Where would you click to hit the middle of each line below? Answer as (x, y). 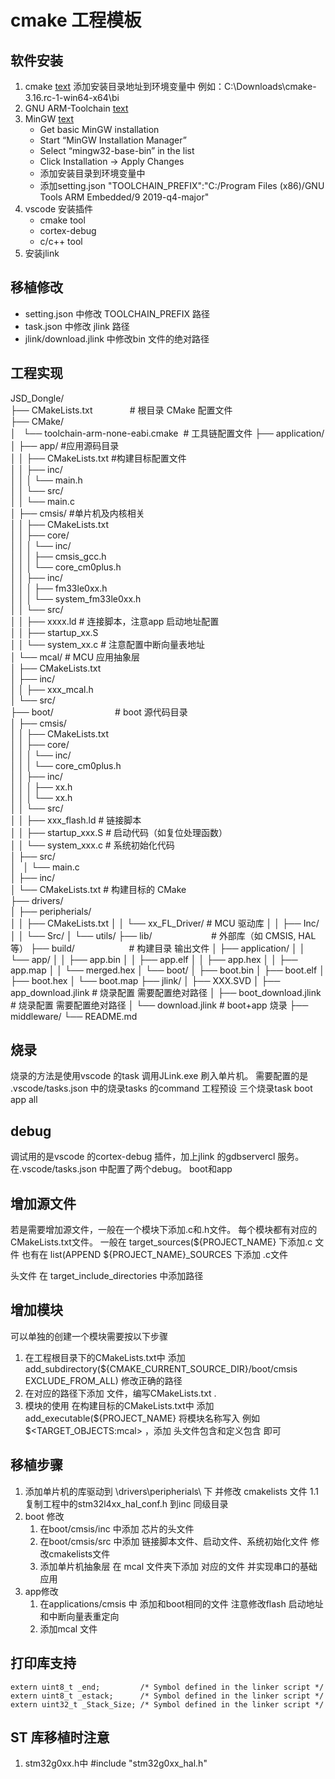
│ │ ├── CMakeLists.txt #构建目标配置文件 (98, 458)
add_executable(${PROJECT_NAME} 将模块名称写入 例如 (142, 1418)
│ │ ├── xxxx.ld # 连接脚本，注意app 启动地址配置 (115, 621)
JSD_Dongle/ (37, 398)
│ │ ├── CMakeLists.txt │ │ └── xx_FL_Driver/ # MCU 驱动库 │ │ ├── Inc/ (165, 923)
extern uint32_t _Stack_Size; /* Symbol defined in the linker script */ (167, 1704)
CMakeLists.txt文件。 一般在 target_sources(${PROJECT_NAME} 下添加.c (161, 1242)
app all (24, 1100)
